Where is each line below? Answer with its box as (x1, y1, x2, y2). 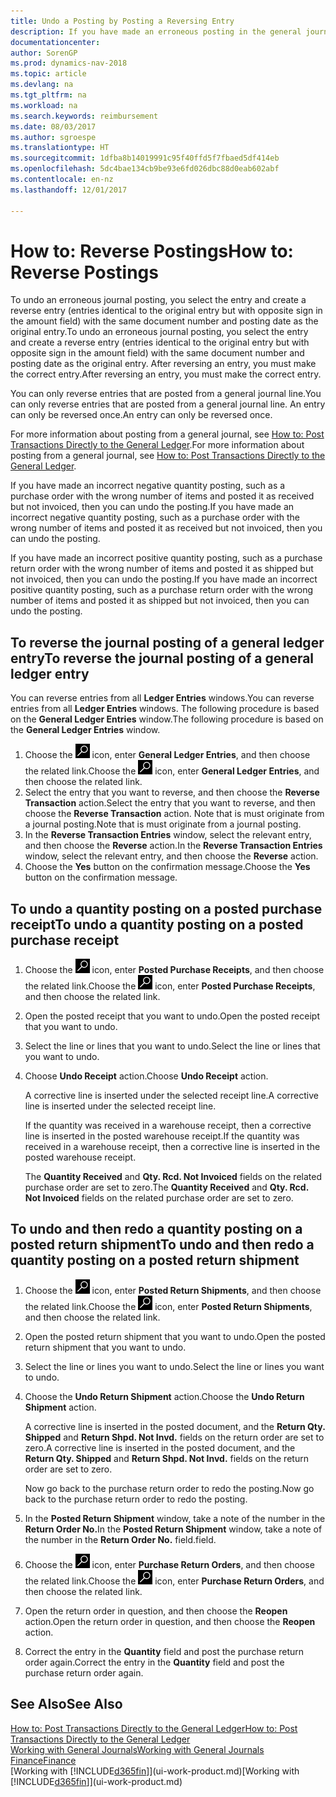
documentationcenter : (10, 37, 101, 47)
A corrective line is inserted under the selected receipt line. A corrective (24, 1090, 319, 1102)
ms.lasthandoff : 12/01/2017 (10, 185, 128, 195)
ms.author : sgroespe (10, 132, 97, 142)
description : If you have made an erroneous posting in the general (10, 26, 302, 37)
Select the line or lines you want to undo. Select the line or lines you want (24, 1360, 325, 1372)
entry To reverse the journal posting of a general (10, 650, 315, 667)
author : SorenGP (10, 48, 78, 58)
